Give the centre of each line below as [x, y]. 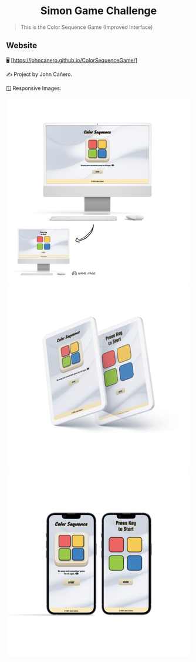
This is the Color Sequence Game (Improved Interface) [87, 27]
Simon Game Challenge [99, 11]
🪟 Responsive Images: [34, 88]
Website [21, 46]
